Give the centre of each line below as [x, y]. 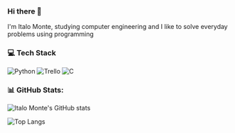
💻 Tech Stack [32, 53]
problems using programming [51, 34]
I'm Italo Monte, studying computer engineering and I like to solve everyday [118, 27]
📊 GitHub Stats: [35, 90]
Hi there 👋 [25, 11]
